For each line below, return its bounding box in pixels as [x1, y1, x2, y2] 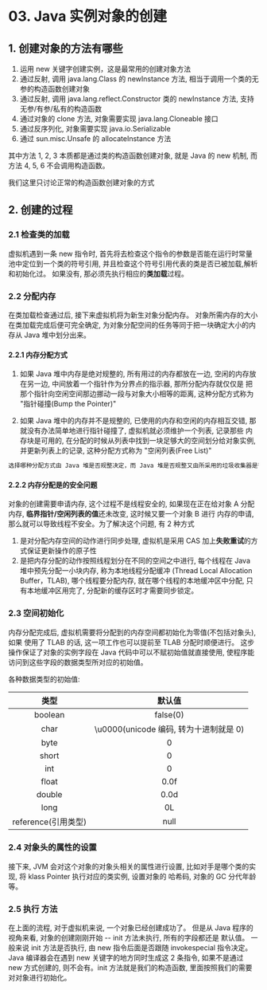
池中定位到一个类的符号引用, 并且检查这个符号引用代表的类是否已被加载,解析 [8, 258, 258, 268]
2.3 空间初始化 [8, 607, 64, 619]
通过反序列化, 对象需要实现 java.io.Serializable [19, 124, 171, 133]
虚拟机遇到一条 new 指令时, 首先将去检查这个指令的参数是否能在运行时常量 [8, 249, 253, 258]
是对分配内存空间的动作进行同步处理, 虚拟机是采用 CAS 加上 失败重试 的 [19, 536, 252, 546]
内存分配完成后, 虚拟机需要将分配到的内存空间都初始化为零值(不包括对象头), [8, 627, 257, 637]
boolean [34, 709, 65, 720]
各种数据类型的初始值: [8, 674, 81, 684]
